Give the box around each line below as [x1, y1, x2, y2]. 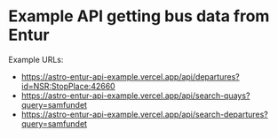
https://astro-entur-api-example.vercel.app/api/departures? [20, 71, 241, 81]
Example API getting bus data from [8, 6, 270, 27]
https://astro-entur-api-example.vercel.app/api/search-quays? [20, 90, 250, 101]
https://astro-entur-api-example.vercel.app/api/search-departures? [20, 109, 268, 119]
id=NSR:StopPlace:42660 [20, 80, 116, 91]
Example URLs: [8, 54, 64, 65]
